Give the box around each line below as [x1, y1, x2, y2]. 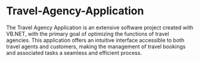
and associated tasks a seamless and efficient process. [6, 49, 142, 56]
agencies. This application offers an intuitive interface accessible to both [6, 36, 185, 44]
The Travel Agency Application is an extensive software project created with [6, 24, 194, 31]
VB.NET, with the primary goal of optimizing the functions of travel [6, 30, 169, 37]
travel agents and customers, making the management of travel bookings [6, 43, 186, 50]
